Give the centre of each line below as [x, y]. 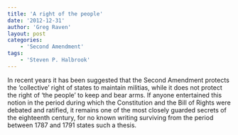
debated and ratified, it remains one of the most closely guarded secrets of [117, 110]
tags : [15, 54]
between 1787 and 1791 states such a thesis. [72, 125]
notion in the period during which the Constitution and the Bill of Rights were [119, 102]
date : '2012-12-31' [36, 20]
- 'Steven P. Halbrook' [55, 60]
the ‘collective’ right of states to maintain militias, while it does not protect [115, 87]
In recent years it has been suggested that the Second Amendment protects [118, 80]
